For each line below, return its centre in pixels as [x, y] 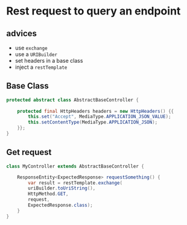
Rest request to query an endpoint [93, 11]
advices [22, 33]
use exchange [31, 48]
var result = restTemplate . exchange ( [75, 183]
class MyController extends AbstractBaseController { [75, 166]
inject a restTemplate [41, 67]
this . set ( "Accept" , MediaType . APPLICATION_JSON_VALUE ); [100, 117]
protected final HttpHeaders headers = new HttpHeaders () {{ [95, 111]
